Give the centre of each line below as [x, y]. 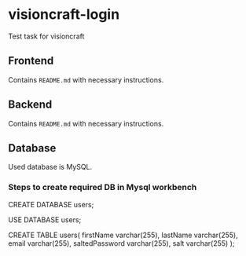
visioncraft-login [64, 15]
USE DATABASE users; [45, 219]
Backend [30, 105]
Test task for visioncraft [46, 36]
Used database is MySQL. [50, 167]
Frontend [31, 61]
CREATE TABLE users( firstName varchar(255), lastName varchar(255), [123, 235]
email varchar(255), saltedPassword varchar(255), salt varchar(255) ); [121, 243]
